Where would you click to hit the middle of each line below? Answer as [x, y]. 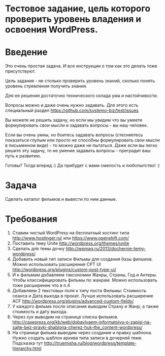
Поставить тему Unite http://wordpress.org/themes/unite [71, 243]
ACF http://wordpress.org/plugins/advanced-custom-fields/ [73, 301]
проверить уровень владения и [73, 19]
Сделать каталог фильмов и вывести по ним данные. [61, 199]
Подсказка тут [28, 343]
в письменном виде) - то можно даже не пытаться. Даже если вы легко [81, 145]
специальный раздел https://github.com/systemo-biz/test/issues [72, 111]
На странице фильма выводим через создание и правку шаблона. [82, 333]
